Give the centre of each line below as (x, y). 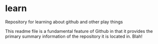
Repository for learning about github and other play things (64, 22)
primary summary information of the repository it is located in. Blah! (74, 36)
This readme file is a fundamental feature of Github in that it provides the (79, 31)
